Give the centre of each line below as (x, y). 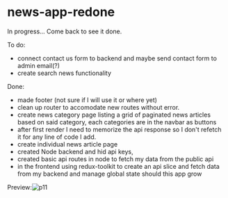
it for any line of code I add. (57, 137)
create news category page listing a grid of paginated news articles (114, 115)
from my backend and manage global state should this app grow (109, 174)
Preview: (20, 187)
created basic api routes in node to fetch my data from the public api (115, 159)
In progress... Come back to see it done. (65, 31)
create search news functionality (64, 73)
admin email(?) (39, 65)
